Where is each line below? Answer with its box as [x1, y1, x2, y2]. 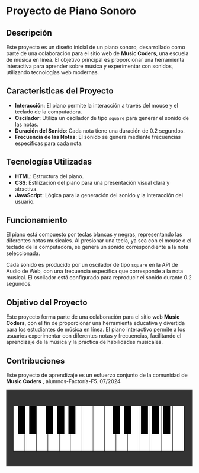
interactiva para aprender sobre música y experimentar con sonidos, [6, 62, 174, 70]
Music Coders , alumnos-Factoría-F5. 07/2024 [6, 378, 121, 385]
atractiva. [14, 185, 38, 193]
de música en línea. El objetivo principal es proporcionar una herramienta [6, 56, 185, 63]
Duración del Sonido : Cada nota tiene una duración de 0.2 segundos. [14, 127, 185, 134]
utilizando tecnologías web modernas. [6, 69, 99, 75]
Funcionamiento [6, 215, 68, 225]
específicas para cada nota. [14, 140, 83, 147]
